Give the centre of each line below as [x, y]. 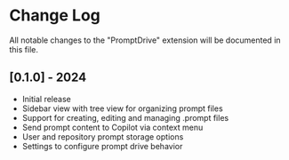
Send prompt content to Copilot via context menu [112, 127]
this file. [24, 49]
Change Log [55, 16]
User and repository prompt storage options [103, 136]
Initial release [46, 99]
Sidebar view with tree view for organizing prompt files [123, 108]
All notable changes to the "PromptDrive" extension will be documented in [145, 40]
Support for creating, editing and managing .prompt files [125, 117]
